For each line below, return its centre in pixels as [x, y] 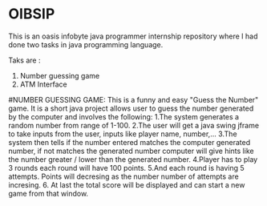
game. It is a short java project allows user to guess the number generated [131, 108]
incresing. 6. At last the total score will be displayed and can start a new [127, 184]
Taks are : [24, 60]
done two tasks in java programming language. [86, 44]
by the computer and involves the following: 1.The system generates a [123, 116]
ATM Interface [43, 84]
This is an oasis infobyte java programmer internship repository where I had [133, 36]
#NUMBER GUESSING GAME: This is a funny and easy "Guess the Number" [133, 99]
